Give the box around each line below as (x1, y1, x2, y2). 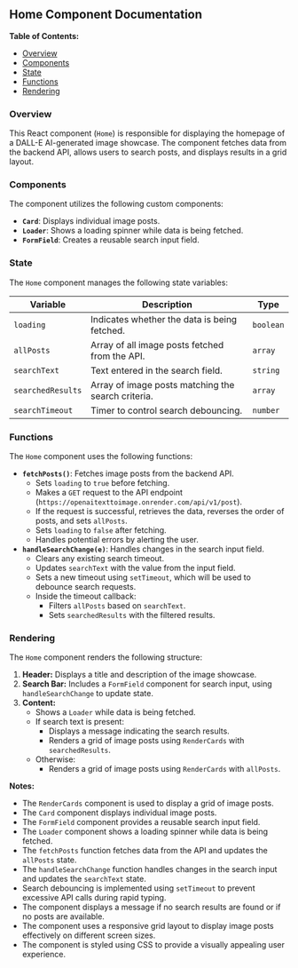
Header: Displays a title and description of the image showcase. (21, 670, 257, 680)
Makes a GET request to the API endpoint (35, 488, 184, 497)
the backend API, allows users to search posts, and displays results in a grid (9, 147, 287, 158)
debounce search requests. (35, 582, 137, 591)
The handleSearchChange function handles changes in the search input (21, 864, 278, 875)
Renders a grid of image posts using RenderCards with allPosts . (48, 764, 281, 774)
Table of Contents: (9, 30, 80, 41)
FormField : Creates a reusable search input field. (21, 234, 200, 245)
